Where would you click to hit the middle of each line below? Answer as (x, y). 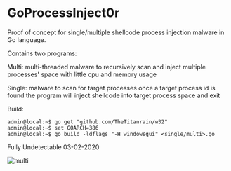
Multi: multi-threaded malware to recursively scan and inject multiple (106, 67)
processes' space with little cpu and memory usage (82, 74)
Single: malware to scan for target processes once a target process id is (111, 88)
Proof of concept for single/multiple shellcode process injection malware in (116, 32)
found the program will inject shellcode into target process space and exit (114, 95)
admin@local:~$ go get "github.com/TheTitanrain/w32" (88, 122)
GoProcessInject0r (64, 13)
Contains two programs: (42, 53)
